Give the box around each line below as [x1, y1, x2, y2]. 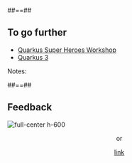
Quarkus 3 [17, 53, 49, 61]
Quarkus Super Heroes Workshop [17, 46, 117, 54]
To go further [7, 26, 67, 38]
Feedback [7, 101, 53, 113]
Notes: [7, 67, 27, 75]
